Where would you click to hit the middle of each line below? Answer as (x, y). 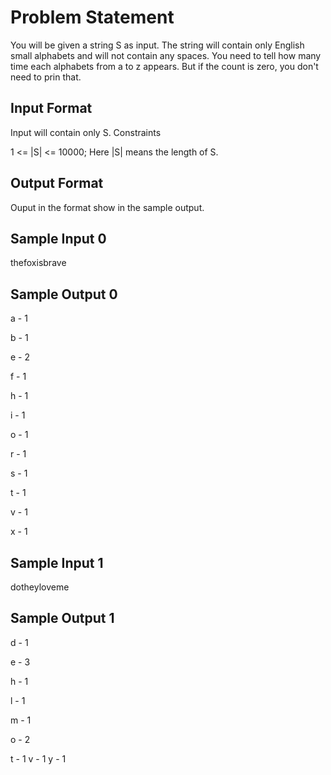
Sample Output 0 (64, 294)
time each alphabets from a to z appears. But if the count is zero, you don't (164, 66)
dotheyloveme (40, 587)
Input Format (51, 108)
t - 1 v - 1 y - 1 (38, 758)
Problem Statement (92, 17)
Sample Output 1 (62, 618)
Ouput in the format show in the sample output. (107, 207)
